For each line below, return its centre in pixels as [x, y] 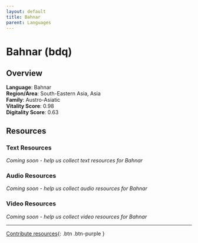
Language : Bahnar [29, 87]
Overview [24, 73]
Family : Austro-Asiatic [33, 100]
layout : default [26, 11]
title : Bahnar [24, 17]
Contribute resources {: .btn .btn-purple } [55, 234]
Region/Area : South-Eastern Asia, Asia [54, 94]
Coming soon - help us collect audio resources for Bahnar [77, 188]
